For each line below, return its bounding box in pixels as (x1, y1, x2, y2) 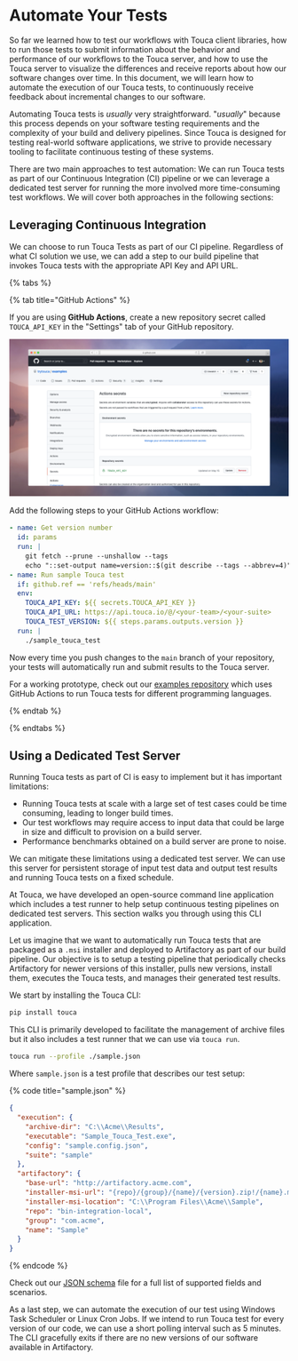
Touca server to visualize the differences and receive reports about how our (9, 63, 286, 74)
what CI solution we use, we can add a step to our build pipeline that (9, 251, 259, 261)
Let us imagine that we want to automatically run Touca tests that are (9, 935, 262, 946)
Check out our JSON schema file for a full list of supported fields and (9, 1277, 262, 1288)
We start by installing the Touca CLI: (9, 990, 142, 1000)
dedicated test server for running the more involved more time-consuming (9, 182, 281, 193)
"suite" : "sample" (25, 1150, 93, 1159)
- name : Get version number (9, 523, 114, 533)
